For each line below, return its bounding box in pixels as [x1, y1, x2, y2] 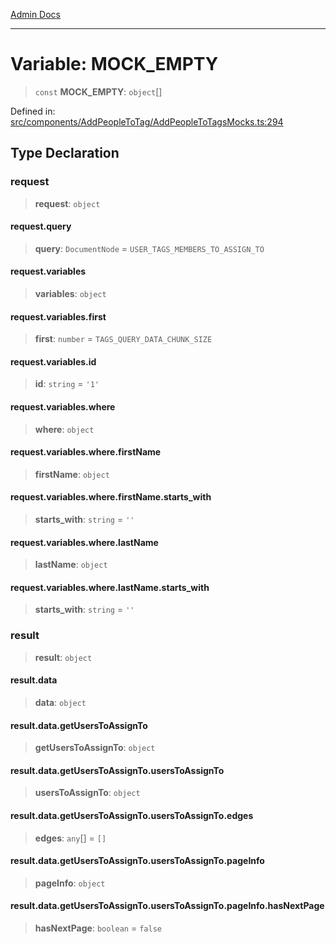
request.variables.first [10, 310, 107, 323]
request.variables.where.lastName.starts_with [10, 581, 210, 593]
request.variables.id [10, 355, 97, 368]
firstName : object [34, 468, 110, 480]
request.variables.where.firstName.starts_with [10, 491, 212, 503]
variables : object [34, 288, 107, 300]
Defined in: [10, 105, 56, 117]
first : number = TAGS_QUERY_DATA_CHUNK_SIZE [34, 333, 213, 345]
